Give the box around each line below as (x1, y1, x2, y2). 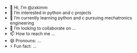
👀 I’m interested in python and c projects (9, 10, 91, 16)
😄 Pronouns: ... (9, 38, 42, 43)
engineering (9, 20, 34, 26)
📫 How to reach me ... (9, 31, 55, 36)
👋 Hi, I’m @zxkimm (9, 5, 48, 10)
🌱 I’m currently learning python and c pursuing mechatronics (9, 15, 132, 20)
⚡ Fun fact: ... (9, 43, 37, 49)
